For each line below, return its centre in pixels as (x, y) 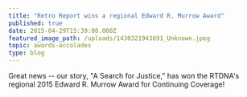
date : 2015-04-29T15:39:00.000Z (62, 30)
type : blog (27, 53)
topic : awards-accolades (50, 46)
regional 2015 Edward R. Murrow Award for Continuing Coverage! (117, 84)
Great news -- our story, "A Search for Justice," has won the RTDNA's (124, 76)
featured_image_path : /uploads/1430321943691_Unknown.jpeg (109, 38)
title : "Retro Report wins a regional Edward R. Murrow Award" (117, 16)
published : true (35, 23)
